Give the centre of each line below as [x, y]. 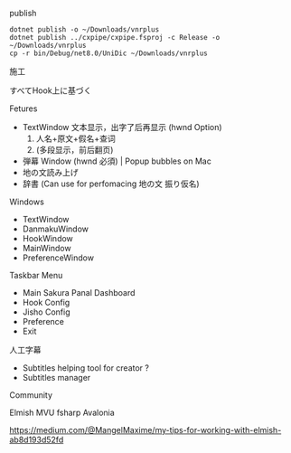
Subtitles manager [56, 377]
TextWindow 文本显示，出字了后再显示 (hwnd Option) [122, 127]
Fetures [23, 109]
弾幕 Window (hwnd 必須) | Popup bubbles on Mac [117, 161]
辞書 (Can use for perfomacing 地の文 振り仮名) [111, 184]
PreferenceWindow [58, 258]
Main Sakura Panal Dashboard [79, 293]
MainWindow [47, 248]
